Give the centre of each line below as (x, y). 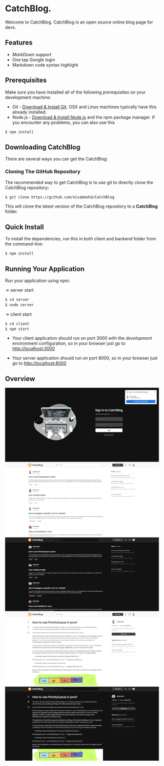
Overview (20, 379)
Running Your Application (45, 269)
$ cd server (17, 300)
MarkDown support (32, 54)
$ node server (20, 305)
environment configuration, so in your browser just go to (69, 344)
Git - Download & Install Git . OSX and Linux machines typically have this (84, 107)
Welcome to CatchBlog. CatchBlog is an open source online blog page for (79, 22)
